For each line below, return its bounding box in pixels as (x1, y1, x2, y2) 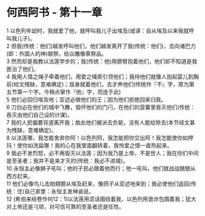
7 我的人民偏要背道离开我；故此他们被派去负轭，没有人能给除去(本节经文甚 (6, 119, 195, 126)
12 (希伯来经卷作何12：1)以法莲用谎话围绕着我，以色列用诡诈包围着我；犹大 (6, 195, 197, 203)
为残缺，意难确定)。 (6, 126, 57, 133)
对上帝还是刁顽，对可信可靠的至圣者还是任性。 (6, 203, 124, 210)
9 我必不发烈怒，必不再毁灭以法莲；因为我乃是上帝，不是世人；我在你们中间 (6, 149, 199, 157)
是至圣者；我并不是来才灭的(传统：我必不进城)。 (6, 157, 129, 164)
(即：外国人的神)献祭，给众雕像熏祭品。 (6, 50, 107, 57)
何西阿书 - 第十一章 (6, 6, 103, 20)
